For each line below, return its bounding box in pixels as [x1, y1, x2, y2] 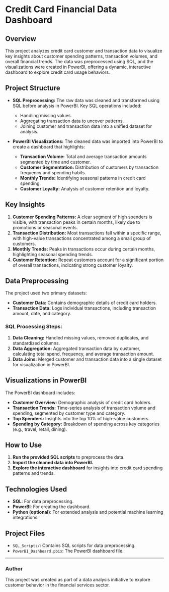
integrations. [12, 514, 39, 521]
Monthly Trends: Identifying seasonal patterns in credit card [20, 175, 146, 181]
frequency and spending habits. [20, 169, 87, 175]
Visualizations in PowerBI [5, 376, 87, 385]
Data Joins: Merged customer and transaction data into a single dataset [12, 356, 162, 362]
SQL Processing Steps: [5, 323, 63, 330]
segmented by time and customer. [20, 159, 91, 165]
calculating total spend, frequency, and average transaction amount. [12, 351, 154, 357]
